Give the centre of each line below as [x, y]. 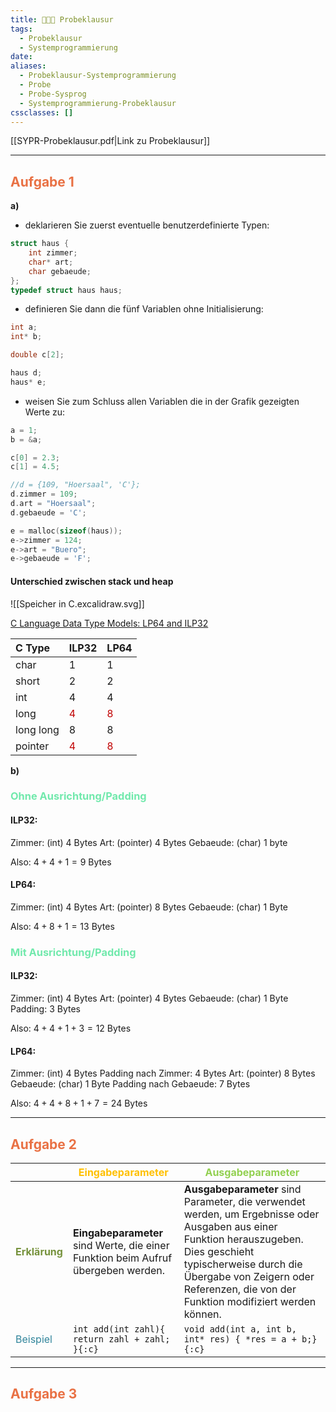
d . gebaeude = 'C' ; [48, 512]
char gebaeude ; [60, 271]
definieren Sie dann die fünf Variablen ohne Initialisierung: [144, 309]
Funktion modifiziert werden [250, 1301]
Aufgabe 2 [44, 1144]
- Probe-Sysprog [53, 94]
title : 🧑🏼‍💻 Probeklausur [62, 19]
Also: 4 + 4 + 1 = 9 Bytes [61, 862]
